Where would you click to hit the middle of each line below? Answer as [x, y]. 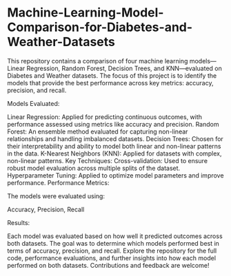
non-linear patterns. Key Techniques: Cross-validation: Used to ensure [108, 160]
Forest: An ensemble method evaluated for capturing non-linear [98, 131]
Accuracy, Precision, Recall [46, 209]
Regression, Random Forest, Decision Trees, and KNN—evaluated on [124, 68]
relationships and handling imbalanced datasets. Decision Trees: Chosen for [115, 138]
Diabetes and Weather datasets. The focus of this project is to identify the [112, 75]
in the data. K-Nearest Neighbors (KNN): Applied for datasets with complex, [114, 153]
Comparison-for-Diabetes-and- [100, 27]
